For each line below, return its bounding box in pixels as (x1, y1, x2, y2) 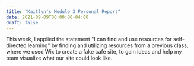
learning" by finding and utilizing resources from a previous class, (27, 42, 189, 49)
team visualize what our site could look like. (6, 54, 113, 62)
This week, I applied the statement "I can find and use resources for (6, 36, 172, 43)
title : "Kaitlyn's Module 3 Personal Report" (6, 8, 120, 15)
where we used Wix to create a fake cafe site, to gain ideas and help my (6, 48, 182, 55)
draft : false (6, 19, 39, 25)
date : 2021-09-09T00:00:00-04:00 (6, 14, 89, 20)
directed (6, 42, 27, 49)
